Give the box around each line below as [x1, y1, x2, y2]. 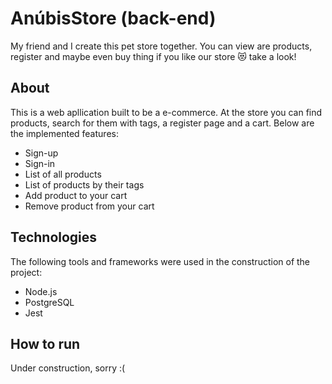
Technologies [10, 229, 98, 246]
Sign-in [24, 157, 56, 169]
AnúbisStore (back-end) [10, 7, 217, 30]
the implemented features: [10, 127, 119, 139]
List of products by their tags [24, 178, 145, 191]
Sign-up [24, 147, 59, 159]
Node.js [24, 285, 58, 297]
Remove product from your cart [24, 200, 155, 212]
